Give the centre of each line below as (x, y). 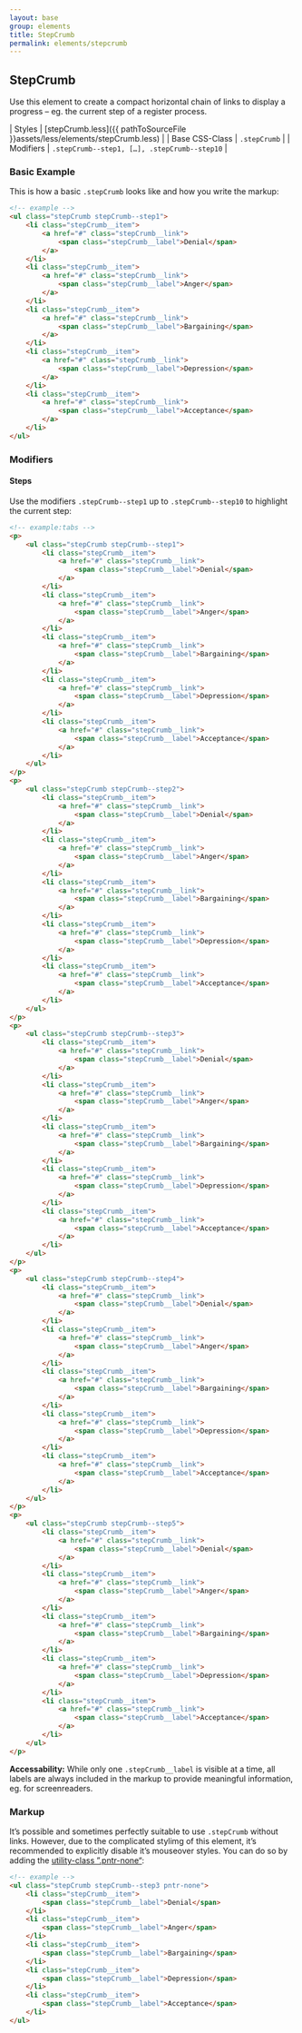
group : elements (40, 26)
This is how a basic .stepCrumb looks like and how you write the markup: (144, 192)
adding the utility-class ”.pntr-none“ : (77, 1860)
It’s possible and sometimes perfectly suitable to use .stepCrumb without (144, 1831)
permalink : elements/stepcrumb (68, 43)
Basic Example (42, 172)
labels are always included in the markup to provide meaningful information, (151, 1778)
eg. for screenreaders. (51, 1788)
